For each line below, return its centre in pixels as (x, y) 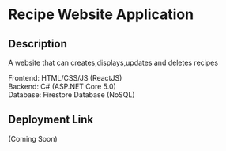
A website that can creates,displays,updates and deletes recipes (113, 62)
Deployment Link (51, 120)
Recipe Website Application (101, 15)
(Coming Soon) (33, 138)
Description (38, 44)
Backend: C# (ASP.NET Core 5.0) (62, 86)
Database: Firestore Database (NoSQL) (72, 95)
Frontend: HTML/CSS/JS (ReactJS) (65, 78)
